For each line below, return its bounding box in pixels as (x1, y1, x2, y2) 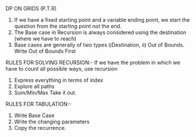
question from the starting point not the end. (14, 23, 122, 29)
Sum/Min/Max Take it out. (14, 89, 77, 96)
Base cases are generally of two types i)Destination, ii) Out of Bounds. (14, 41, 185, 48)
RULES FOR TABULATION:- (5, 101, 72, 108)
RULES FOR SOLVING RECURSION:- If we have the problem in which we (5, 59, 181, 66)
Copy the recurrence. (14, 125, 67, 131)
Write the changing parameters (14, 118, 89, 125)
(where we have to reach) (14, 35, 77, 42)
